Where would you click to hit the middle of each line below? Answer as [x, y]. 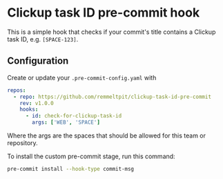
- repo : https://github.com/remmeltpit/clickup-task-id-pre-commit [113, 97]
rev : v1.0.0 [37, 103]
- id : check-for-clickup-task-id [74, 116]
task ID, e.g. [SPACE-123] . [43, 39]
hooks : [29, 110]
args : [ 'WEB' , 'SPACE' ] [66, 122]
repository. [22, 143]
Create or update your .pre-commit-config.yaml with [82, 77]
